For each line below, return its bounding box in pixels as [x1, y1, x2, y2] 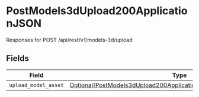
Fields [6, 53, 30, 63]
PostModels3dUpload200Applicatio [6, 4, 188, 18]
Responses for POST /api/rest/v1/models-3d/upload [6, 36, 133, 43]
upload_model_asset [9, 82, 64, 88]
